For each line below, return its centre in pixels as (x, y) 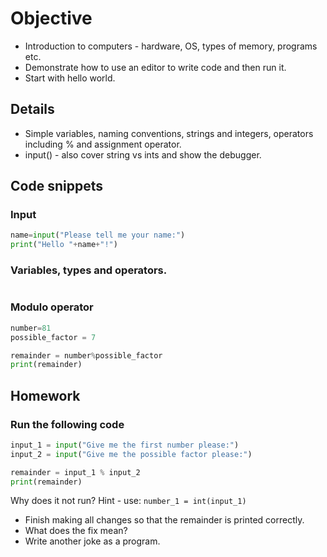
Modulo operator (52, 307)
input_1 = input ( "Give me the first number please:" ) (125, 445)
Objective (51, 18)
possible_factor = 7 (53, 337)
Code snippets (56, 186)
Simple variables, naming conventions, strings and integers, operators (169, 133)
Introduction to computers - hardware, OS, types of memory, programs (171, 46)
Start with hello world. (70, 78)
